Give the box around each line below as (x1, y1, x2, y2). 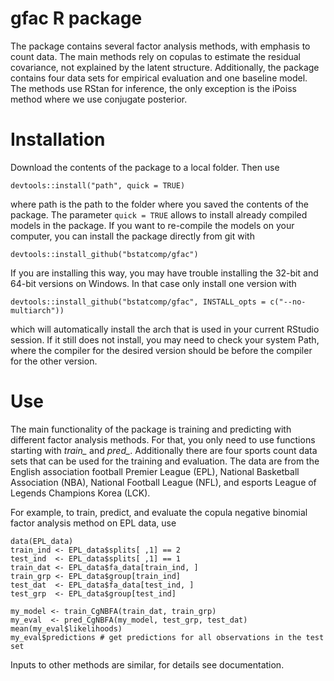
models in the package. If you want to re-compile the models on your (10, 219, 295, 231)
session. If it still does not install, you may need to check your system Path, (10, 333, 320, 346)
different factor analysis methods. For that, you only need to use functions (10, 433, 316, 446)
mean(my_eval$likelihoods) (10, 623, 123, 634)
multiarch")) (10, 305, 65, 316)
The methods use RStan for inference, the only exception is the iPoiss (10, 82, 297, 94)
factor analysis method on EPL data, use (10, 517, 177, 529)
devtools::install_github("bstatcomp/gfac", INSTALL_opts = (10, 297, 267, 307)
